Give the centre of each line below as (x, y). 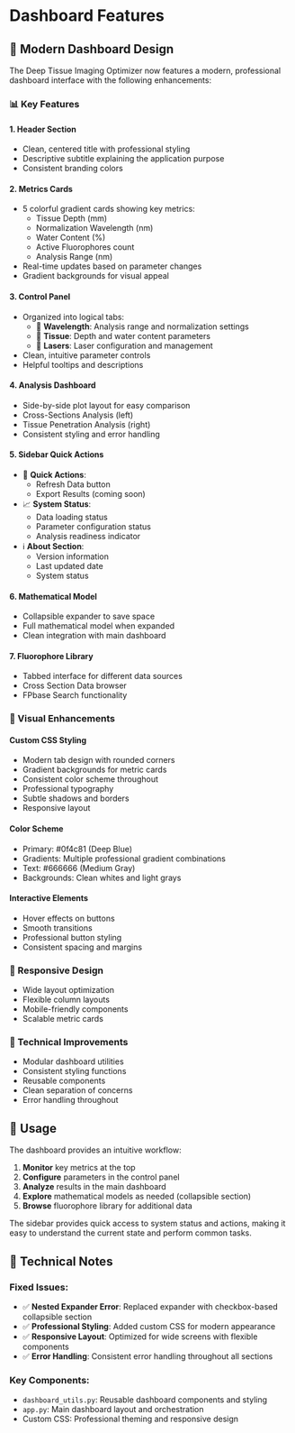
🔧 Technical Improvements (69, 1043)
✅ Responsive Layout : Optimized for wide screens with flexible (140, 1337)
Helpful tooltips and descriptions (83, 364)
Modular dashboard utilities (73, 1061)
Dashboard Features (87, 16)
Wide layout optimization (68, 990)
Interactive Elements (49, 898)
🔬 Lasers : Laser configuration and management (124, 345)
